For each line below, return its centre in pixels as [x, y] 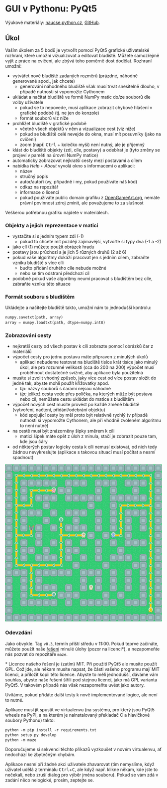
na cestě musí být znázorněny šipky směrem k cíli [63, 431]
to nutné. [14, 700]
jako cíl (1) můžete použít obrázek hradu [53, 247]
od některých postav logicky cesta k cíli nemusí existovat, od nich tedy [85, 447]
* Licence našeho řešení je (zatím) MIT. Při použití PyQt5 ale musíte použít [81, 664]
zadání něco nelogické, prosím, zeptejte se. [50, 780]
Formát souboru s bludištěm [40, 297]
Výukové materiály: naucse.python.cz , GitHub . [53, 22]
